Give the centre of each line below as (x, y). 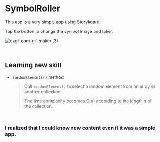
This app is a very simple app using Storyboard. (53, 22)
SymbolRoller (33, 8)
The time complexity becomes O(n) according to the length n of (88, 101)
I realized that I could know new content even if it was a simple (80, 128)
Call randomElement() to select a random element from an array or (90, 86)
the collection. (38, 106)
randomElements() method (38, 77)
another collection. (43, 91)
